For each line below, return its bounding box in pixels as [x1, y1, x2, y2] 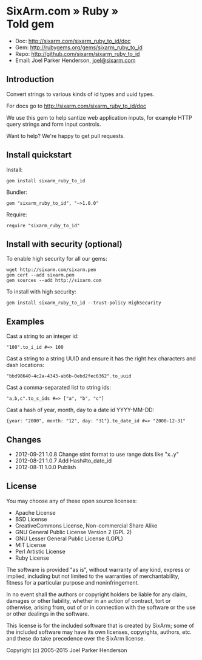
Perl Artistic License [15, 548, 66, 555]
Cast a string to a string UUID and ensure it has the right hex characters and [6, 355, 196, 362]
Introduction [6, 74, 55, 84]
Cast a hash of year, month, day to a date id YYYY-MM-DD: [6, 406, 155, 414]
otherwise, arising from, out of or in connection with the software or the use [6, 603, 196, 611]
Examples [6, 316, 44, 326]
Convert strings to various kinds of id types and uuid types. [6, 90, 155, 98]
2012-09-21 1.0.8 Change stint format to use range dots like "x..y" [15, 451, 179, 458]
